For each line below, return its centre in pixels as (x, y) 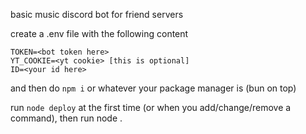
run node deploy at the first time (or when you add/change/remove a (151, 107)
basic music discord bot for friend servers (97, 14)
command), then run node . (66, 118)
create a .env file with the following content (99, 33)
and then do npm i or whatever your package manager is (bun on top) (153, 88)
